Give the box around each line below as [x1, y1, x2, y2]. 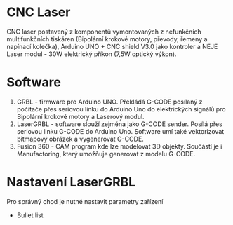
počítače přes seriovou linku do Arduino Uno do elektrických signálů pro [16, 104, 226, 113]
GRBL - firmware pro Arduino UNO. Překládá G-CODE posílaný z [16, 97, 203, 106]
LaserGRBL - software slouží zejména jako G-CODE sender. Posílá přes [16, 120, 222, 128]
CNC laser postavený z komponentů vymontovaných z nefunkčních [6, 27, 201, 36]
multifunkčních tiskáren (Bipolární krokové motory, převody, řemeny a [6, 34, 208, 43]
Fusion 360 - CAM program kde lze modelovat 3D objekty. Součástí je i [16, 142, 222, 151]
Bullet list [16, 211, 44, 219]
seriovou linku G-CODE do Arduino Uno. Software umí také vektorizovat [16, 127, 225, 135]
